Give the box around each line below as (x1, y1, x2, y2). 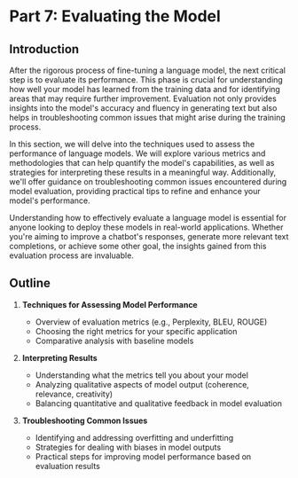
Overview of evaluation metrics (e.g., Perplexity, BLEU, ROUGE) (35, 317, 268, 327)
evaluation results (35, 460, 100, 471)
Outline (9, 276, 51, 291)
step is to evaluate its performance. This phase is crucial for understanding (9, 74, 284, 85)
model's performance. (9, 195, 90, 206)
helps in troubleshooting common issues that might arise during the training (9, 113, 286, 122)
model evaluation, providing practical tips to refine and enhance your (9, 186, 262, 196)
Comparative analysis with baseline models (35, 335, 194, 346)
